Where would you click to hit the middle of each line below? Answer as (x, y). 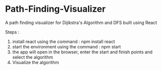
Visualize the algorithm (36, 62)
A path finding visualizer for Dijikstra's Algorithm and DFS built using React (81, 23)
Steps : (12, 32)
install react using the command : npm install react (63, 41)
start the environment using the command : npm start (66, 47)
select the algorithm (33, 57)
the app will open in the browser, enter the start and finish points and (82, 52)
